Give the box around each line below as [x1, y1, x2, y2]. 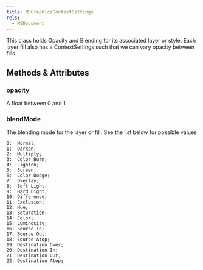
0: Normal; [6, 141, 36, 147]
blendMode [6, 115, 41, 123]
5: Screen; [6, 167, 36, 174]
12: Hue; [6, 205, 29, 211]
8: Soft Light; [6, 183, 47, 190]
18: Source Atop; [6, 236, 50, 243]
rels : [6, 15, 20, 21]
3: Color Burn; [6, 157, 47, 163]
